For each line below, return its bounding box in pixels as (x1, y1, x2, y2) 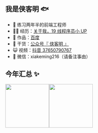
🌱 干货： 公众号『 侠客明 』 (12, 40, 69, 47)
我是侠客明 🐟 (5, 5, 49, 14)
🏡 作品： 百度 (12, 34, 40, 40)
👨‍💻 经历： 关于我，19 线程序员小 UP (12, 28, 87, 34)
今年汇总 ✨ (5, 70, 40, 78)
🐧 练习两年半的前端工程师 (12, 21, 66, 28)
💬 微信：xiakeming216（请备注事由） (12, 53, 91, 60)
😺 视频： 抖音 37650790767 (12, 47, 72, 53)
